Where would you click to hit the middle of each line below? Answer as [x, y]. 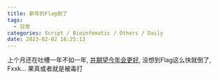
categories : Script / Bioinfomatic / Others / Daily [85, 33]
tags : [15, 20]
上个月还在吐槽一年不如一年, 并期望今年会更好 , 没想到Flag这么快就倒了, [109, 60]
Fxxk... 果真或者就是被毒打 [45, 69]
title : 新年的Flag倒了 [38, 14]
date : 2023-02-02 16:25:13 [46, 39]
